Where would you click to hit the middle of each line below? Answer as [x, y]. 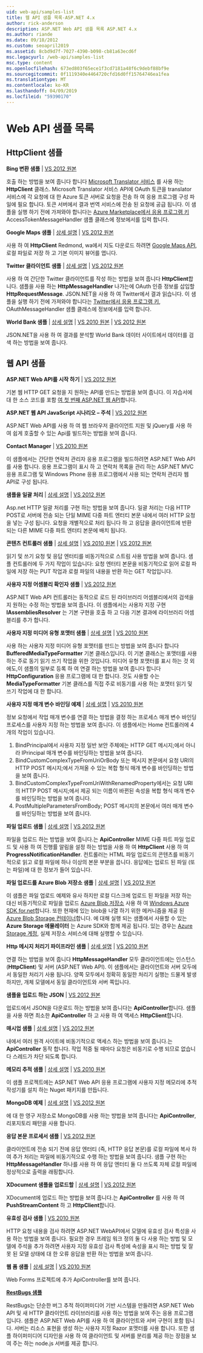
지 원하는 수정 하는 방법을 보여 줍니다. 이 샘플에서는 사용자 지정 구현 [86, 604]
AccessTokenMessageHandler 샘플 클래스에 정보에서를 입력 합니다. [88, 219]
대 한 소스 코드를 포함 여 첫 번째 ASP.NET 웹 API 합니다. [72, 400]
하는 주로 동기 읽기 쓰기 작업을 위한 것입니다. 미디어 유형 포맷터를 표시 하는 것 [98, 661]
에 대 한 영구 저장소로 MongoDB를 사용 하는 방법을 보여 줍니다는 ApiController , [101, 1116]
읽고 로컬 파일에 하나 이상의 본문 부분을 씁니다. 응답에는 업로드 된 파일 [105, 862]
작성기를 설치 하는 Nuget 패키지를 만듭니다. [58, 1089]
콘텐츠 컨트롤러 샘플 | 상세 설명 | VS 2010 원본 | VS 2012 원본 [79, 543]
